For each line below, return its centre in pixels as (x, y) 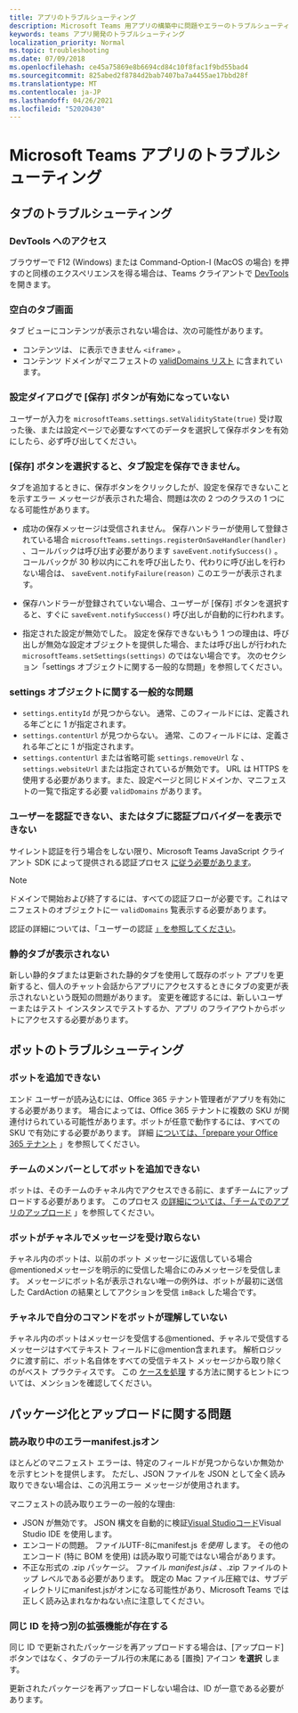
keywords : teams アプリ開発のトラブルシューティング (97, 34)
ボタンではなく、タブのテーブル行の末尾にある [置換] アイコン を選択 (136, 1659)
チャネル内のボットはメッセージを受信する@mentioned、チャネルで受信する (149, 1338)
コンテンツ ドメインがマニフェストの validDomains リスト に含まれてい (152, 361)
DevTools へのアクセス (58, 241)
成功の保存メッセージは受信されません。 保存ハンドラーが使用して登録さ (155, 529)
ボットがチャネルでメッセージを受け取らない (105, 1238)
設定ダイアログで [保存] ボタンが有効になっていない (119, 398)
